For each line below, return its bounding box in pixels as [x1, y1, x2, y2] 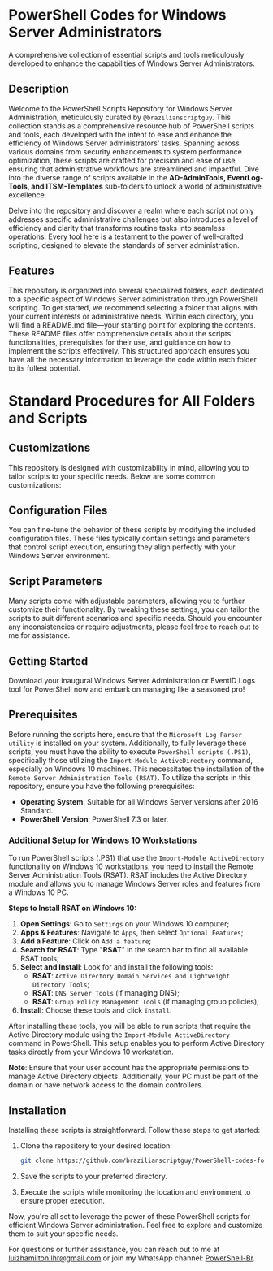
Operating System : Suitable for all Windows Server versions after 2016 [19, 796, 258, 806]
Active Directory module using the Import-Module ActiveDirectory [8, 1030, 230, 1039]
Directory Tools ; [32, 979, 90, 989]
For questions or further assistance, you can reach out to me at [8, 1244, 220, 1254]
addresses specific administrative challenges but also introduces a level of [8, 214, 258, 224]
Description [8, 82, 69, 96]
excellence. [8, 189, 47, 200]
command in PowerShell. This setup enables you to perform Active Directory [8, 1039, 265, 1048]
